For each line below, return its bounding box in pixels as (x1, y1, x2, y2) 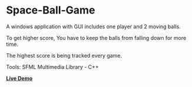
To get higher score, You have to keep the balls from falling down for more (6, 34, 187, 41)
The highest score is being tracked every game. (6, 52, 123, 59)
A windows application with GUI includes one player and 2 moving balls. (6, 23, 181, 30)
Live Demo (6, 75, 33, 82)
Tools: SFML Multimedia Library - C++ (6, 63, 99, 71)
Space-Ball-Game (6, 4, 95, 17)
